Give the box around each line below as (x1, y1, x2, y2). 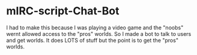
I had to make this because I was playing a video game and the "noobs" (6, 24, 184, 31)
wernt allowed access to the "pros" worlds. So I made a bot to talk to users (6, 30, 192, 37)
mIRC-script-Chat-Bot (6, 4, 120, 18)
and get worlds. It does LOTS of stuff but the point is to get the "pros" (6, 36, 179, 44)
